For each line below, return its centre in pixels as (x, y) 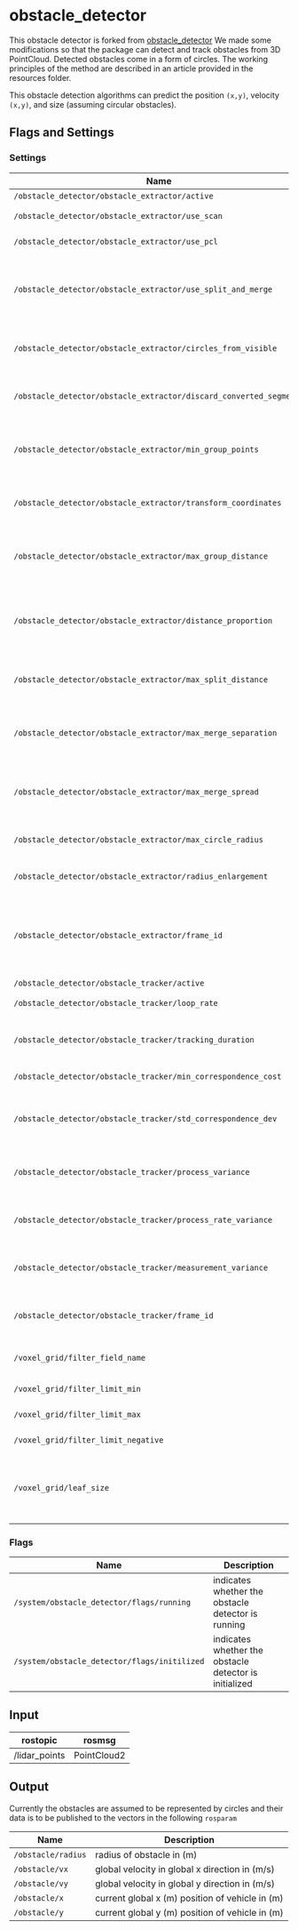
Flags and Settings (62, 133)
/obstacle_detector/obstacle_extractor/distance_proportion (143, 620)
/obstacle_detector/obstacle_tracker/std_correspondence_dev (145, 1118)
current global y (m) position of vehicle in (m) (189, 1912)
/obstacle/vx (41, 1869)
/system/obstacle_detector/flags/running (102, 1602)
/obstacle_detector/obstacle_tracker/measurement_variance (141, 1267)
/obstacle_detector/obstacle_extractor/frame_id (118, 935)
